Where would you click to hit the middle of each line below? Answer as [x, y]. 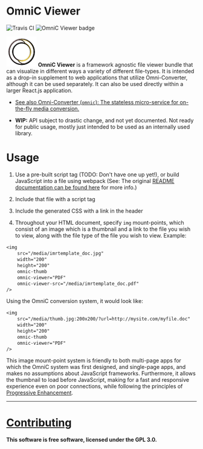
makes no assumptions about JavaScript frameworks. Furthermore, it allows [101, 373]
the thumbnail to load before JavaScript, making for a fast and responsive [98, 379]
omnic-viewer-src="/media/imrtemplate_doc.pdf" [78, 284]
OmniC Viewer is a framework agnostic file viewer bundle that [115, 64]
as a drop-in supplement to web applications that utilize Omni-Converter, [97, 78]
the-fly [23, 108]
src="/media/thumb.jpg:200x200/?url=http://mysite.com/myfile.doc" [104, 319]
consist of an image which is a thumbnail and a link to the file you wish [103, 229]
